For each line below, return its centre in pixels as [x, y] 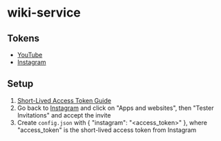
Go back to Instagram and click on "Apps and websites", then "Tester [115, 108]
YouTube [30, 55]
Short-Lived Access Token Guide [64, 100]
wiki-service [44, 13]
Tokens [23, 38]
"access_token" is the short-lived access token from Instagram [107, 130]
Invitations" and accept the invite [64, 115]
